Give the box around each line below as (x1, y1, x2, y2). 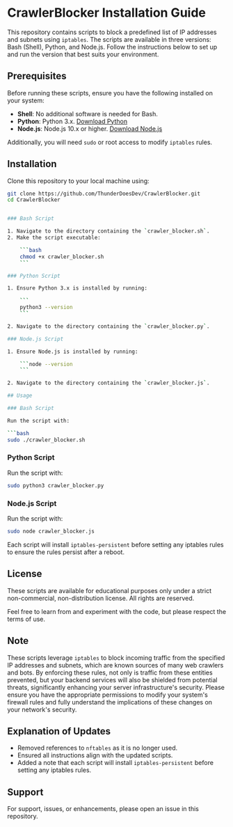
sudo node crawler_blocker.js (7, 528, 95, 535)
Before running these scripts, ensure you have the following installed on (7, 88, 214, 97)
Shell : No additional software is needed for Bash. (17, 109, 159, 118)
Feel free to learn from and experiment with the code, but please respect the (7, 607, 227, 615)
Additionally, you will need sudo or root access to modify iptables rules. (7, 138, 213, 146)
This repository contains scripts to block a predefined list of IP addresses (7, 28, 217, 36)
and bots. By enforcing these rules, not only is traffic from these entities (7, 668, 214, 677)
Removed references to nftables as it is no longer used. (17, 743, 178, 753)
